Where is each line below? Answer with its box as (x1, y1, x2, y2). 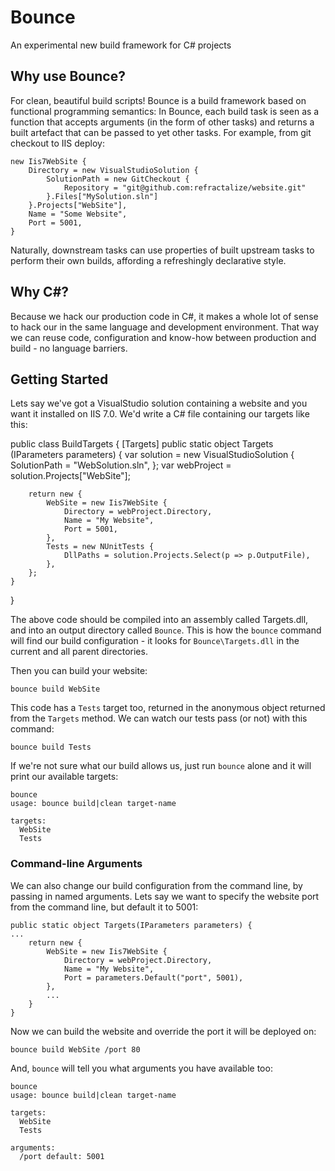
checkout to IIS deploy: (10, 137, 105, 149)
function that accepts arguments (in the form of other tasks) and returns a (10, 116, 315, 128)
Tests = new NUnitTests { (46, 542, 155, 552)
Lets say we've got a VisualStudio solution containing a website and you (10, 397, 308, 410)
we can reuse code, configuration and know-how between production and (10, 331, 317, 343)
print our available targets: (10, 771, 119, 783)
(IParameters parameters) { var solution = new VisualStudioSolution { (10, 449, 295, 461)
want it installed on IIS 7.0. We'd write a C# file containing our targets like (10, 408, 310, 420)
